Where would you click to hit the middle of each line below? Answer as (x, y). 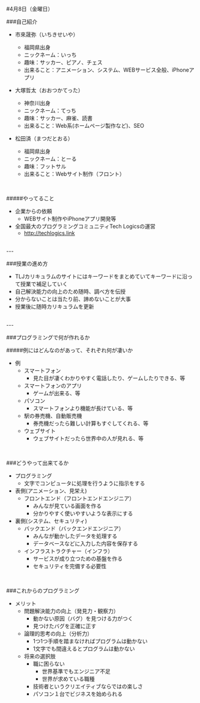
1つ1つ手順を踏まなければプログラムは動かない (90, 641)
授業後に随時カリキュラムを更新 (54, 307)
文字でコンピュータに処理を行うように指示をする (84, 483)
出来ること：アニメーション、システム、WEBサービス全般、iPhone (106, 70)
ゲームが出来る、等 (56, 393)
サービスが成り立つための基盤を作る (78, 559)
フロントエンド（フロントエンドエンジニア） (79, 498)
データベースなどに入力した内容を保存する (85, 544)
